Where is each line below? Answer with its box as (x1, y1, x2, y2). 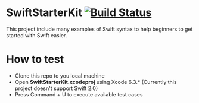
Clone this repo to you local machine (14, 72, 105, 79)
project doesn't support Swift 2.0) (14, 85, 98, 92)
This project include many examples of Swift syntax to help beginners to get (6, 25, 193, 33)
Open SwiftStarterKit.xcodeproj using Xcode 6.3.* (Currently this (14, 78, 177, 85)
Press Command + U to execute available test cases (14, 91, 143, 98)
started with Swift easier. (6, 31, 67, 38)
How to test (6, 53, 64, 66)
